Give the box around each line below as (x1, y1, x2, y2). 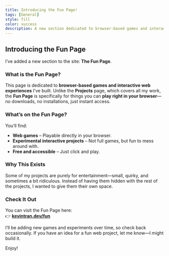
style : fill (5, 17, 30, 22)
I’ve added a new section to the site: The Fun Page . (5, 58, 112, 64)
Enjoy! (5, 245, 19, 251)
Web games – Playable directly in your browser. (12, 132, 112, 138)
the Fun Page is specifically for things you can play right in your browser (5, 93, 157, 99)
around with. (12, 143, 39, 149)
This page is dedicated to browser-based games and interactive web (5, 82, 151, 88)
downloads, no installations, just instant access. (12, 98, 111, 105)
